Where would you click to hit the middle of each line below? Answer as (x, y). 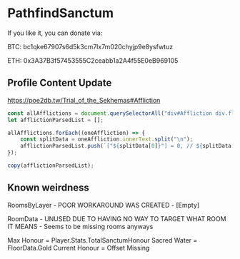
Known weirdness (48, 188)
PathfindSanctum (61, 13)
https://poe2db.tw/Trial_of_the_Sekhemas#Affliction (84, 100)
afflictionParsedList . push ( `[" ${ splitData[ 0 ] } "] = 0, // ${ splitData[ (127, 146)
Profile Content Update (60, 83)
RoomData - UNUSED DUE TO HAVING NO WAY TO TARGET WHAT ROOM (117, 218)
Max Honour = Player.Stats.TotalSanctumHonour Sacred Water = (102, 240)
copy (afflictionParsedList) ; (51, 166)
